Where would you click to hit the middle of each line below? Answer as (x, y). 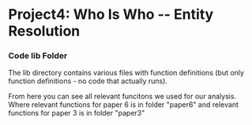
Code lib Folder (38, 56)
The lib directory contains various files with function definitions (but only (126, 73)
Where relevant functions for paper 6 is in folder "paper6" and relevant (124, 105)
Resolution (44, 31)
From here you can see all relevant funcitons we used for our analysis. (122, 97)
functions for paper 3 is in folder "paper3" (77, 113)
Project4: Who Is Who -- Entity (111, 15)
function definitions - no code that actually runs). (88, 81)
